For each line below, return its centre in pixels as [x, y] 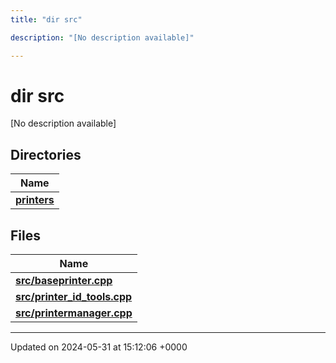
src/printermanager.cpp [74, 313]
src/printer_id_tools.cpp [74, 297]
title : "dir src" [46, 19]
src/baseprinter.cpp [64, 281]
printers [35, 200]
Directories [46, 154]
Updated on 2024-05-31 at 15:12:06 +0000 [99, 347]
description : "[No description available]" [102, 37]
